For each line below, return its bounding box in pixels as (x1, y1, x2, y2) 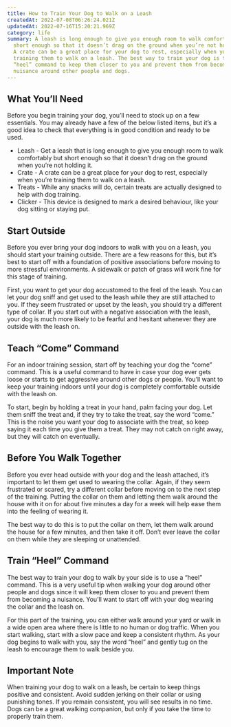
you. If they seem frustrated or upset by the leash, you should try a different (7, 301, 222, 309)
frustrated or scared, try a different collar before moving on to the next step (7, 485, 221, 493)
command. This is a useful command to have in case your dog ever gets (7, 367, 212, 376)
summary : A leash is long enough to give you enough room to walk (7, 36, 201, 43)
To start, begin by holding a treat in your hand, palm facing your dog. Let (7, 403, 213, 411)
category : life (7, 29, 51, 36)
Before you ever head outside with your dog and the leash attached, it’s (7, 470, 210, 479)
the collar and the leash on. (7, 603, 85, 611)
